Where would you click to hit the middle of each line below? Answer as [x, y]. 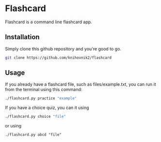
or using [13, 126]
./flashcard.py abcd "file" [33, 135]
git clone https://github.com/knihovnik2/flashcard [58, 58]
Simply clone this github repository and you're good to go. [63, 48]
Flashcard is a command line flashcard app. [48, 22]
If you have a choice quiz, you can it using [47, 108]
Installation [22, 37]
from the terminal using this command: [44, 90]
